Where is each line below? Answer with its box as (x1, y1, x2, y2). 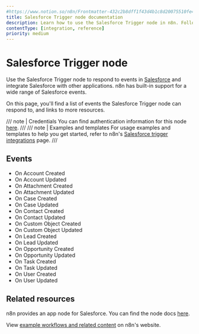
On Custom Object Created (14, 220, 81, 227)
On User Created (14, 271, 56, 278)
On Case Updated (14, 201, 59, 208)
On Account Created (14, 170, 65, 177)
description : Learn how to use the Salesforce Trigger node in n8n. (6, 20, 179, 26)
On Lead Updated (14, 238, 58, 246)
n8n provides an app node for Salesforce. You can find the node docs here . (6, 310, 190, 317)
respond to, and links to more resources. (6, 106, 105, 113)
